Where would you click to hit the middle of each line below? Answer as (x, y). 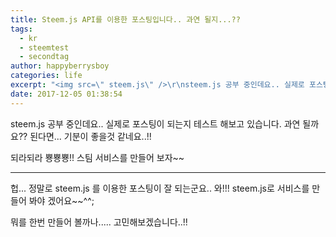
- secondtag (44, 57)
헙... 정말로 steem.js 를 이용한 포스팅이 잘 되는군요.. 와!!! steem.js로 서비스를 (160, 188)
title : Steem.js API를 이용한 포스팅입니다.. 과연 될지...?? (125, 19)
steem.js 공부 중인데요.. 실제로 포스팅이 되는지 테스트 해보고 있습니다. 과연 (155, 123)
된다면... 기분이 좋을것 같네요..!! (90, 136)
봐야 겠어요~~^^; (61, 200)
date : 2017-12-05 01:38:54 (66, 94)
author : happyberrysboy (60, 66)
